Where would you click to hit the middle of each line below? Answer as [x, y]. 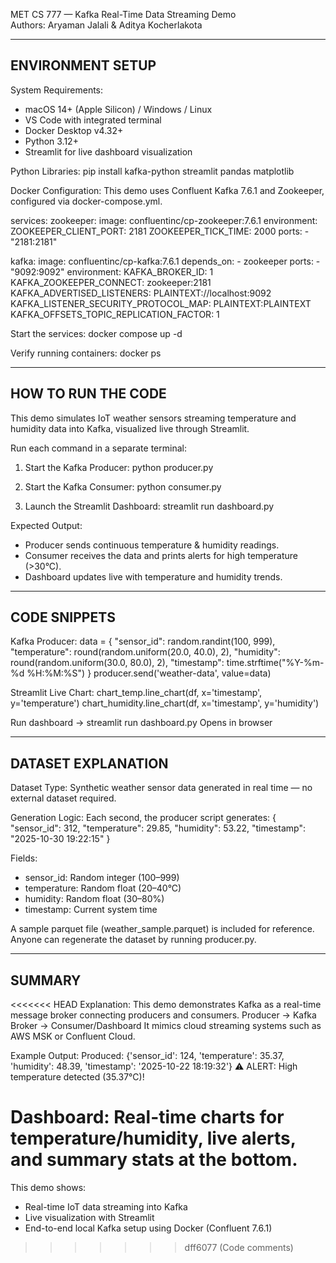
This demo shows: [48, 1187]
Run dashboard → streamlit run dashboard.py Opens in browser [141, 723]
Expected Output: [46, 525]
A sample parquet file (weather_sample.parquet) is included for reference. [162, 929]
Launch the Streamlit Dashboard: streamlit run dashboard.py [149, 506]
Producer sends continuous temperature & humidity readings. [152, 545]
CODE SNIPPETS [63, 617]
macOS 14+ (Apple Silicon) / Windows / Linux [118, 109]
